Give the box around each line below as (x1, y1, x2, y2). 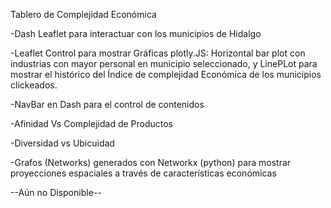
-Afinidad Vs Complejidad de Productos (10, 118, 174, 129)
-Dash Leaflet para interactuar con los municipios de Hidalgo (10, 28, 262, 39)
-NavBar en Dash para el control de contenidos (10, 99, 205, 110)
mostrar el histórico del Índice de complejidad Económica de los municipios (10, 69, 322, 80)
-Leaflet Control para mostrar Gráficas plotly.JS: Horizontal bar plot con (10, 47, 306, 59)
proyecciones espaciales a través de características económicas (10, 167, 277, 179)
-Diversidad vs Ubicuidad (10, 137, 115, 149)
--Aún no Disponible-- (10, 187, 102, 198)
